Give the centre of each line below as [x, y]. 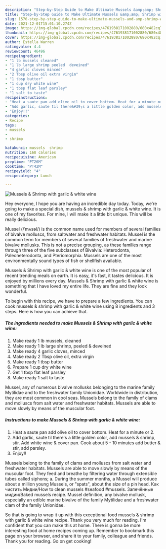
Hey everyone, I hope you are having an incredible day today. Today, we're [81, 204]
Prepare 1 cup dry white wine [42, 367]
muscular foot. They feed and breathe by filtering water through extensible [81, 474]
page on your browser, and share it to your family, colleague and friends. [79, 536]
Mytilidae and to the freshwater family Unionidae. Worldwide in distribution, [82, 393]
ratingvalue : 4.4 [23, 47]
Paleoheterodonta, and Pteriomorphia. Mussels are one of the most [73, 256]
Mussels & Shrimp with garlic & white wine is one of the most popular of [78, 271]
